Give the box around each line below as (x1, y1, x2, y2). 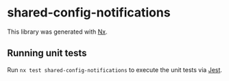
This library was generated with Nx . (7, 27, 108, 36)
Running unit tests (7, 47, 87, 59)
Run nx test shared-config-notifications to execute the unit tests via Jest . (7, 65, 223, 73)
